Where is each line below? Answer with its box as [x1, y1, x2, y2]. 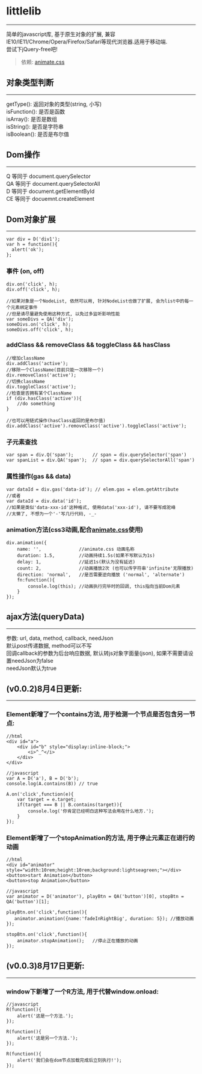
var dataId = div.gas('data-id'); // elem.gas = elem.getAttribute [6, 486, 179, 493]
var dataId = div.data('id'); [6, 498, 82, 504]
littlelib [6, 4, 41, 18]
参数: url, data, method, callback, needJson [6, 634, 114, 642]
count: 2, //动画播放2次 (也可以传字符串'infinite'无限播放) [17, 565, 194, 571]
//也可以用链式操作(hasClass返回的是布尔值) [6, 417, 106, 423]
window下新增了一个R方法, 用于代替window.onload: [6, 987, 159, 996]
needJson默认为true [6, 664, 57, 672]
